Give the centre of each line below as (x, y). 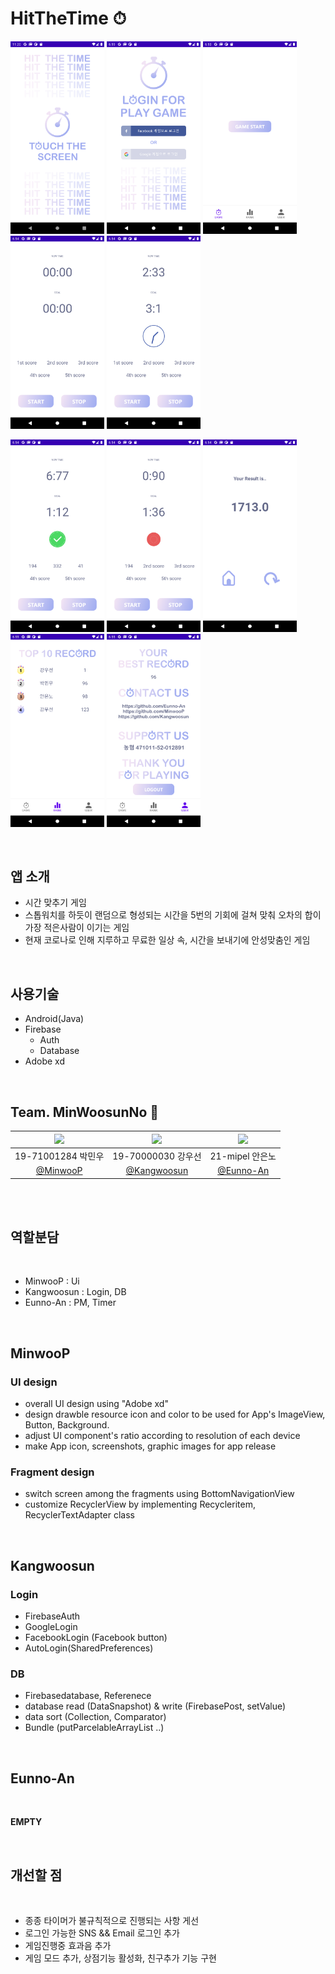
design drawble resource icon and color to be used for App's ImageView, (175, 1414)
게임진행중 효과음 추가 (68, 1945)
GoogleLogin (51, 1627)
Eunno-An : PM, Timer (70, 1303)
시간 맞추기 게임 (55, 903)
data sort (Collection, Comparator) (95, 1717)
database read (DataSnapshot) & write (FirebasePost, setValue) (155, 1706)
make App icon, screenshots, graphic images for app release (150, 1446)
